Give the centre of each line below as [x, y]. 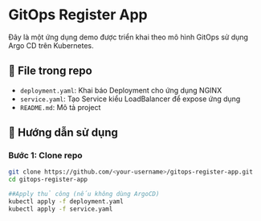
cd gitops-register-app [48, 180]
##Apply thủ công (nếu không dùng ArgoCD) [84, 194]
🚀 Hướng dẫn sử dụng [63, 133]
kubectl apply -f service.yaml [61, 209]
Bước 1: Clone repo [45, 156]
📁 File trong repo [50, 71]
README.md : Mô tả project [60, 107]
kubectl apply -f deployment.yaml [66, 202]
